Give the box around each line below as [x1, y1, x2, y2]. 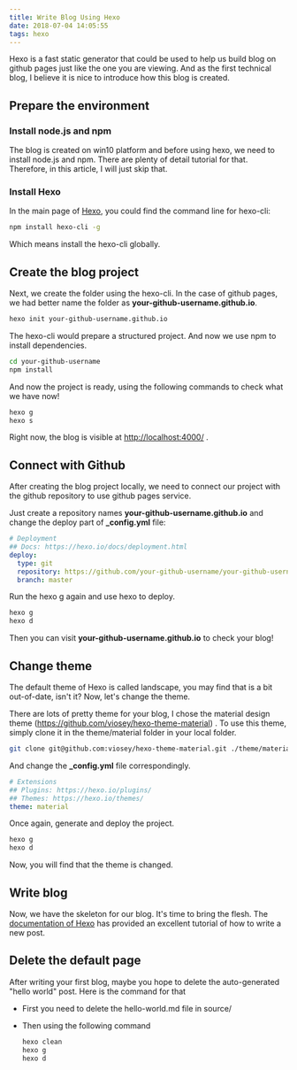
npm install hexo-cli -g [9, 223, 101, 232]
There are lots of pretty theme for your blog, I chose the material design [9, 709, 270, 720]
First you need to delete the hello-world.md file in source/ [21, 1003, 232, 1013]
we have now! [9, 390, 60, 401]
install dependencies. [9, 340, 87, 350]
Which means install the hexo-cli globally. [9, 239, 161, 250]
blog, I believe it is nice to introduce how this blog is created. [9, 73, 230, 83]
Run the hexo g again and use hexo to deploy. [9, 591, 175, 602]
